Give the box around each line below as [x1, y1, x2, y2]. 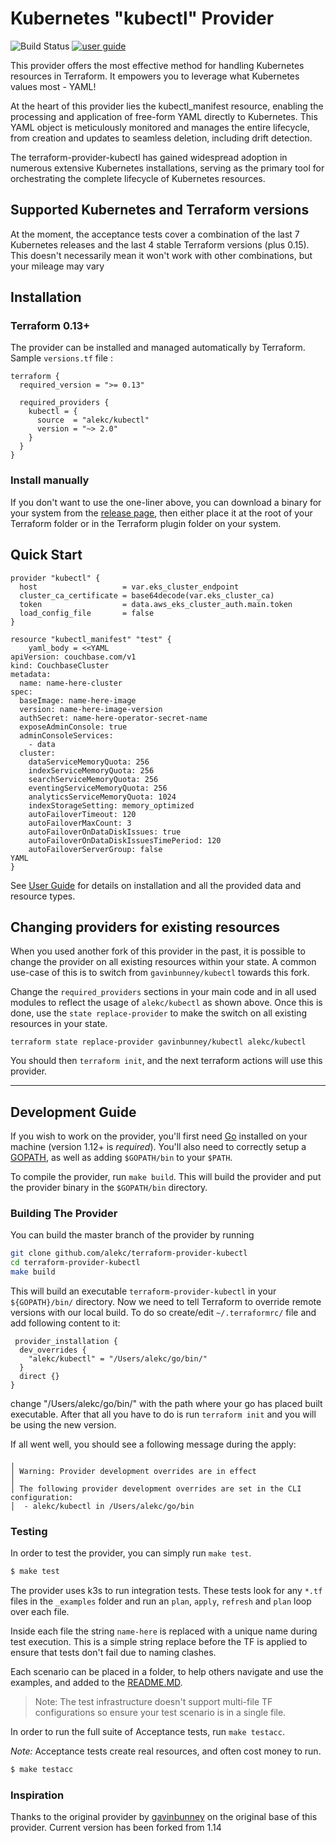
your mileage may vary [10, 260, 105, 272]
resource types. [10, 890, 76, 902]
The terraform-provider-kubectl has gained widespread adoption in [10, 151, 288, 163]
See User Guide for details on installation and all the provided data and [10, 879, 302, 891]
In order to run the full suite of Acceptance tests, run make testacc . [10, 1726, 285, 1738]
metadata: [10, 669, 52, 679]
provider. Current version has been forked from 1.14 [10, 1822, 222, 1834]
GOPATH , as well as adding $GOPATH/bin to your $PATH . [10, 1152, 233, 1164]
